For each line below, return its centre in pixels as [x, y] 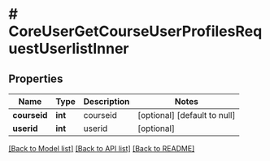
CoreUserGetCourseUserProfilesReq [135, 31]
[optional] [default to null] [187, 115]
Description [107, 101]
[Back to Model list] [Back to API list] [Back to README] [102, 148]
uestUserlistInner [69, 49]
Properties [36, 78]
